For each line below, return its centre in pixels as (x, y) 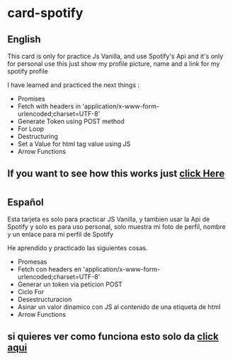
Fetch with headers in (49, 106)
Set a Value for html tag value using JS (74, 144)
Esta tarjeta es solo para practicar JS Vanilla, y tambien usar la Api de (109, 219)
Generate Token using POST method (71, 121)
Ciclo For (31, 292)
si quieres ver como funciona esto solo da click (113, 337)
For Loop (31, 129)
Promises (31, 99)
